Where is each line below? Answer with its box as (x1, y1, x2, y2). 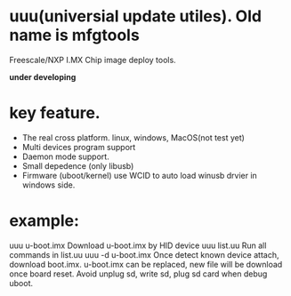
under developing (9, 71, 77, 82)
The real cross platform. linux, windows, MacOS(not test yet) (21, 132, 245, 143)
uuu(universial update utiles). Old (9, 6, 263, 27)
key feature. (9, 103, 101, 124)
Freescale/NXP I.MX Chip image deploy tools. (9, 54, 176, 65)
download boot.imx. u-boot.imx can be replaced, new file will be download (9, 259, 283, 269)
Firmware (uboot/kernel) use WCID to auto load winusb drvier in (21, 170, 258, 180)
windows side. (21, 180, 76, 190)
